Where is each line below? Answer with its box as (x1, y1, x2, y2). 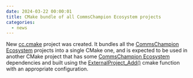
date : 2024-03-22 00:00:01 (6, 8, 72, 15)
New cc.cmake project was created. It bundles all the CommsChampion (6, 41, 179, 48)
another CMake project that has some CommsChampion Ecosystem (6, 53, 170, 60)
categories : (6, 19, 35, 25)
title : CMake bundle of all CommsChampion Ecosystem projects (6, 14, 161, 20)
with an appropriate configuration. (6, 65, 89, 73)
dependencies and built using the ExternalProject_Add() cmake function (6, 59, 180, 66)
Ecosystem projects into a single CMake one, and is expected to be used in (6, 47, 188, 54)
